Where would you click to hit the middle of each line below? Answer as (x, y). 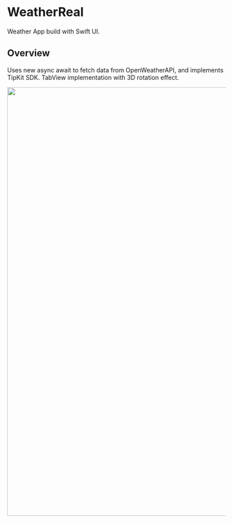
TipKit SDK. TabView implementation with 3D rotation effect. (93, 77)
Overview (29, 53)
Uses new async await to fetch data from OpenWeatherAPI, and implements (115, 70)
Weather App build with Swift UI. (54, 31)
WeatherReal (45, 12)
